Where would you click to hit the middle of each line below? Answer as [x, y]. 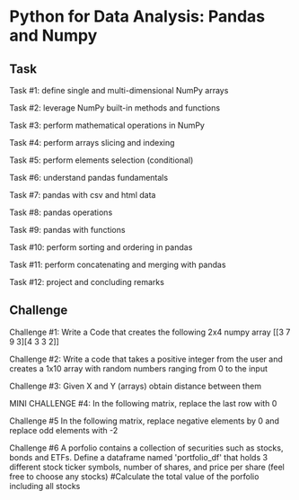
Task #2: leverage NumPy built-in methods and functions [115, 108]
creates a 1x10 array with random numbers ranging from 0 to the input [138, 368]
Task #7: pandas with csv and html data [83, 195]
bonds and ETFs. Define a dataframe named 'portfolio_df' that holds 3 [138, 457]
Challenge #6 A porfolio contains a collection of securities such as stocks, [146, 448]
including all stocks [45, 486]
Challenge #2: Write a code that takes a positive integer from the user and [146, 359]
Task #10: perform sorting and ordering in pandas [101, 247]
